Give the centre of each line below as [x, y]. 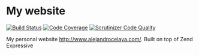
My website [36, 11]
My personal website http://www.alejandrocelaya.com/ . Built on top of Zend [99, 39]
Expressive [20, 45]
